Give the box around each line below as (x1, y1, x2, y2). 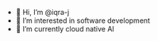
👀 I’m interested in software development (15, 16, 151, 25)
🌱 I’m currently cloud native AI (15, 24, 115, 33)
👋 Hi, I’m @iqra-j (15, 8, 70, 17)
